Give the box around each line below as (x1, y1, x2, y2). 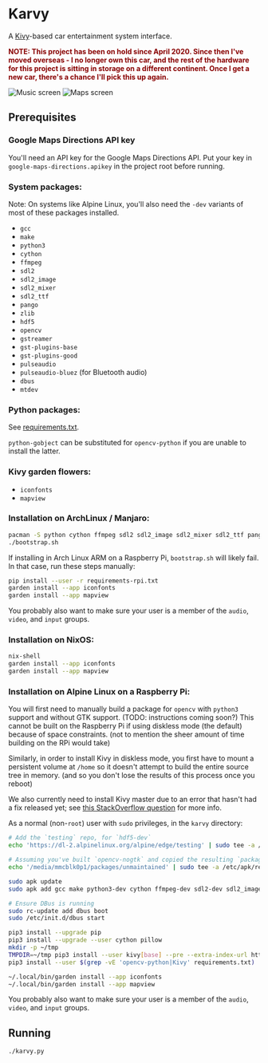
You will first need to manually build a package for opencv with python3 (8, 704, 239, 714)
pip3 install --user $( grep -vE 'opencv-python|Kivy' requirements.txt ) (8, 958, 255, 966)
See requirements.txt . (8, 422, 80, 432)
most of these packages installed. (8, 207, 120, 217)
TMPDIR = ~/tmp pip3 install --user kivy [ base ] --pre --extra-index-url (8, 950, 248, 958)
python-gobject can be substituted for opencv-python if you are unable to (8, 438, 247, 448)
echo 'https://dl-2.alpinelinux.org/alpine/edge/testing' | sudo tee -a (8, 841, 255, 850)
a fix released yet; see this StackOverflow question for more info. (8, 803, 222, 812)
